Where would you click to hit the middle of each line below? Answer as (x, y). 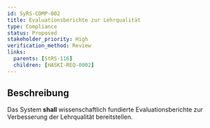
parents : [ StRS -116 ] (43, 59)
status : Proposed (32, 33)
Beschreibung (38, 93)
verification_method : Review (49, 46)
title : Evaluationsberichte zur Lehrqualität (74, 20)
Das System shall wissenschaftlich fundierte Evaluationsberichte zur (105, 110)
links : (17, 53)
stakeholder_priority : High (48, 39)
